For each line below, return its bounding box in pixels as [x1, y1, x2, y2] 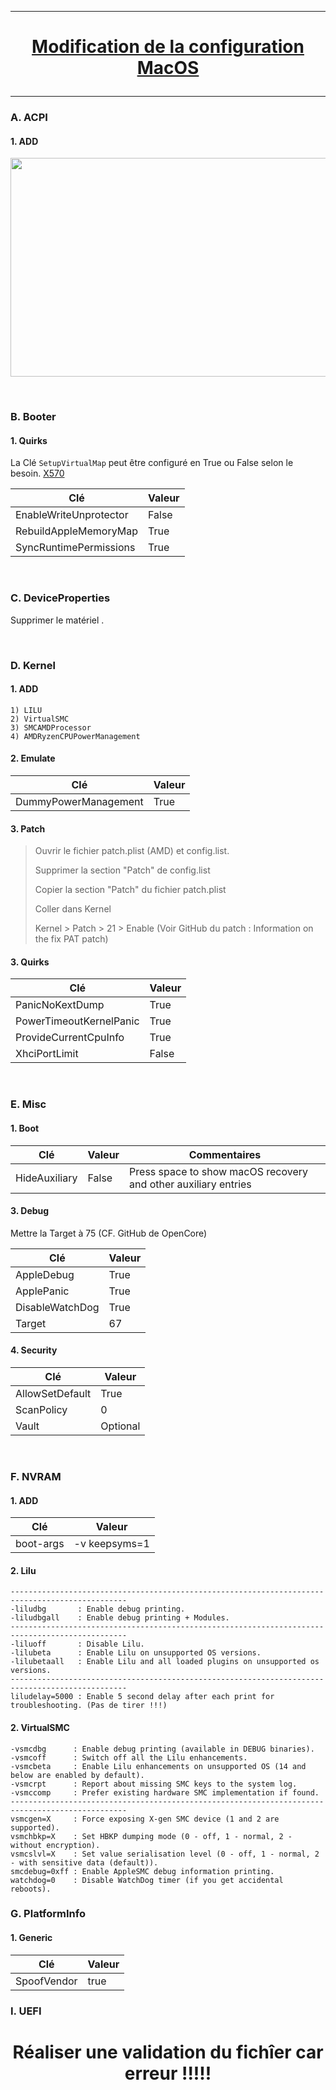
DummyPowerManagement [15, 795, 144, 809]
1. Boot [10, 1122, 40, 1134]
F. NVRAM [10, 1469, 62, 1483]
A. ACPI [10, 111, 48, 125]
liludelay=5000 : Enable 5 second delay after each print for [10, 1692, 275, 1702]
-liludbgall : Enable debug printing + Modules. [10, 1613, 230, 1623]
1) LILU [10, 705, 43, 715]
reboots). [10, 1884, 52, 1894]
